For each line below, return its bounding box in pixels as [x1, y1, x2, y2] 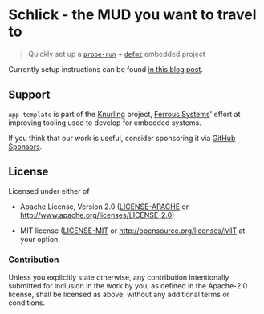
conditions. [8, 298, 46, 308]
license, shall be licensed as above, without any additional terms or [8, 289, 230, 299]
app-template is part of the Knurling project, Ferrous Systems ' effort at [8, 109, 241, 119]
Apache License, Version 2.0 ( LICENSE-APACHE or [19, 202, 189, 211]
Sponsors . [8, 142, 43, 151]
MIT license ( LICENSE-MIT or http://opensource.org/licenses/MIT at [19, 226, 246, 235]
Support [8, 88, 51, 102]
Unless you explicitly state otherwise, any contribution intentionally [8, 272, 229, 282]
